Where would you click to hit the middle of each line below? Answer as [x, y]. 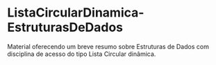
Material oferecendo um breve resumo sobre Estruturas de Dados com [108, 46]
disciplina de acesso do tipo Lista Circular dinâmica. [82, 54]
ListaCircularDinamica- [76, 13]
